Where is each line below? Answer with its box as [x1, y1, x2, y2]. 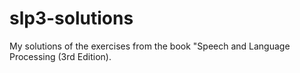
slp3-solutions [9, 7, 134, 30]
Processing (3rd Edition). [9, 50, 112, 62]
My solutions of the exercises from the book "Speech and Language [9, 40, 291, 52]
